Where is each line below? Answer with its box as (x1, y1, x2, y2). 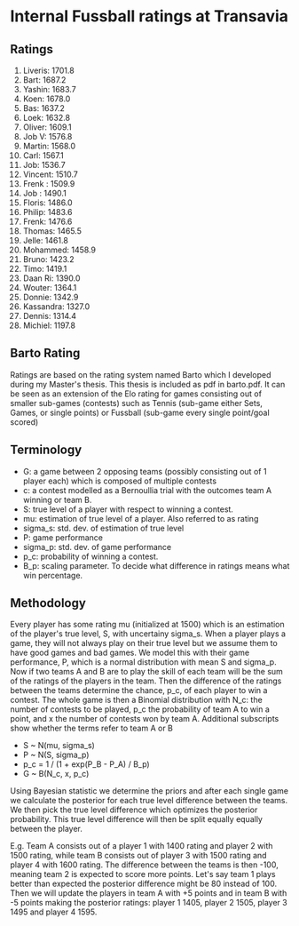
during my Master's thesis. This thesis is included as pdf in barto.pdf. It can (10, 379, 286, 389)
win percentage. (22, 570, 83, 580)
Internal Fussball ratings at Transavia (10, 6, 289, 27)
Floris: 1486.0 (22, 197, 74, 208)
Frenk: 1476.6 (22, 216, 73, 227)
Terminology (10, 443, 83, 458)
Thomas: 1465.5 (22, 226, 83, 236)
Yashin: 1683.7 (22, 84, 76, 94)
